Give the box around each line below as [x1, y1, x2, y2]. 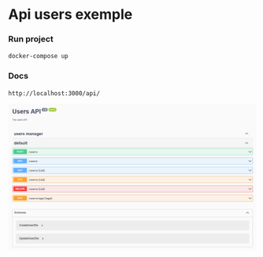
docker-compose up [8, 53, 69, 61]
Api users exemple [8, 6, 133, 24]
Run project [8, 34, 54, 45]
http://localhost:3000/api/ [8, 89, 101, 97]
